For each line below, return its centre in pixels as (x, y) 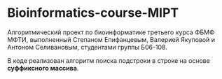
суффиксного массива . (43, 68)
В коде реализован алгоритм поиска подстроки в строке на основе (109, 60)
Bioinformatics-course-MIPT (93, 13)
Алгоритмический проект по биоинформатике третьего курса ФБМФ (111, 32)
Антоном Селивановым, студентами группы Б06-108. (88, 47)
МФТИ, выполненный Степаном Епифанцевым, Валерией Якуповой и (111, 39)
